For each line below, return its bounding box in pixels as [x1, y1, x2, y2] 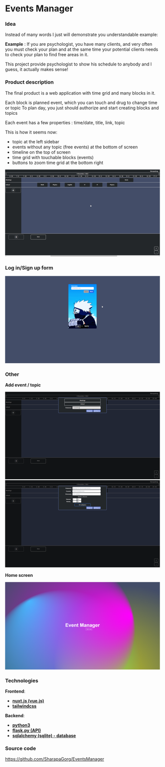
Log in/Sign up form [5, 265, 54, 271]
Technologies [5, 677, 38, 684]
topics [5, 110, 18, 116]
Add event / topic [5, 382, 41, 388]
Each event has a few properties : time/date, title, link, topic [5, 119, 125, 126]
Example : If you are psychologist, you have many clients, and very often [5, 41, 152, 47]
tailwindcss [12, 703, 37, 709]
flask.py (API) [12, 728, 41, 734]
